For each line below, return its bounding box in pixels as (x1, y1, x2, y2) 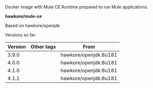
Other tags (31, 43, 56, 50)
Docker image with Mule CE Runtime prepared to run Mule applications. (5, 4, 148, 10)
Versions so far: (5, 32, 37, 38)
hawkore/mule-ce (5, 13, 42, 19)
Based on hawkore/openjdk (5, 23, 60, 28)
